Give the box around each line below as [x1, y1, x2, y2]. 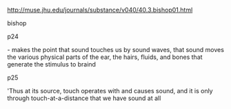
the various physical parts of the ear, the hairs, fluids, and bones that [7, 53, 203, 61]
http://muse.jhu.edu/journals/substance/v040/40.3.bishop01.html [7, 6, 193, 14]
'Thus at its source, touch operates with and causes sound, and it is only [7, 87, 213, 95]
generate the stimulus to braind [7, 60, 97, 68]
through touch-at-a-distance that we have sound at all [7, 94, 161, 102]
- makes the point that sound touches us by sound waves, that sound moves [7, 46, 224, 53]
